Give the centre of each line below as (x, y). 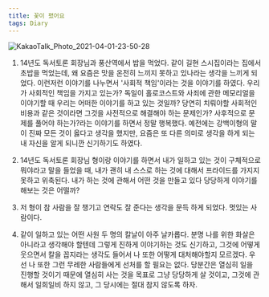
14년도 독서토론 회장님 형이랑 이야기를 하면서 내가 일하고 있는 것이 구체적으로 (140, 160)
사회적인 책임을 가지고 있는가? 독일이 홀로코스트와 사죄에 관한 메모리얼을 (142, 92)
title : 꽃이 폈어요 (37, 16)
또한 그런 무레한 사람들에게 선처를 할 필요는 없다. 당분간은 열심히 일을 (145, 264)
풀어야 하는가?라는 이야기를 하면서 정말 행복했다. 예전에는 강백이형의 (142, 123)
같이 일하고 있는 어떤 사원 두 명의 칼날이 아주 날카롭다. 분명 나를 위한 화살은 (137, 234)
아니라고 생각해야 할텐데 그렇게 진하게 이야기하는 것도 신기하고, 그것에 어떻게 (140, 244)
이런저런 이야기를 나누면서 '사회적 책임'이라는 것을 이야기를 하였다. (141, 83)
